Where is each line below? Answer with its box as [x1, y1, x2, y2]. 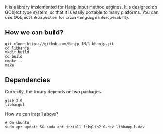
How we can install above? [5, 111, 59, 117]
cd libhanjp [5, 46, 29, 50]
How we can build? [5, 29, 64, 37]
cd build [5, 54, 23, 59]
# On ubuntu [5, 120, 29, 125]
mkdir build [5, 50, 29, 55]
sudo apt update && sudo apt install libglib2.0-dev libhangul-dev [5, 124, 145, 129]
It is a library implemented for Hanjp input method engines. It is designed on [5, 4, 157, 10]
